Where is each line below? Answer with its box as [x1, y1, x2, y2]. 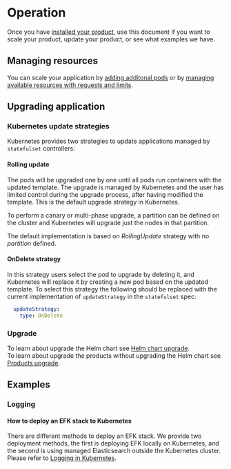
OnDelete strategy [7, 255, 61, 263]
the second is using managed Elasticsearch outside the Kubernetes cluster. [7, 447, 221, 455]
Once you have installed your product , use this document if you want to [7, 28, 210, 36]
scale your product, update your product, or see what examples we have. [7, 35, 215, 43]
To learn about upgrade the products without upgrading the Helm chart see [7, 351, 221, 360]
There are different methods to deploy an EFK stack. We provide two [7, 432, 202, 440]
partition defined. [7, 239, 57, 247]
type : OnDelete [19, 312, 63, 319]
